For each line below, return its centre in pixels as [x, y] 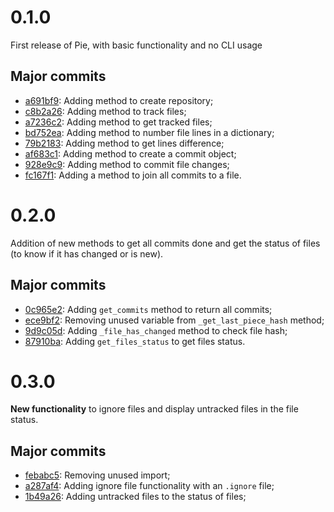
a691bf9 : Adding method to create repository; [119, 100]
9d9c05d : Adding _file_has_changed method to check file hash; [156, 330]
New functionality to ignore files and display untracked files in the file [154, 409]
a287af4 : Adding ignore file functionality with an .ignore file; [149, 486]
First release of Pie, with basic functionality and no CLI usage [136, 45]
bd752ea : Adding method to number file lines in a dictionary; [149, 132]
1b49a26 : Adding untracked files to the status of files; [135, 497]
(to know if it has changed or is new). [87, 253]
